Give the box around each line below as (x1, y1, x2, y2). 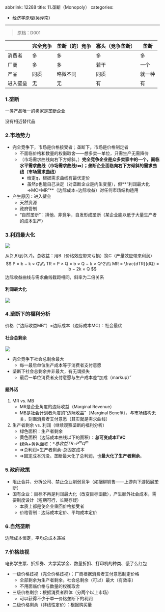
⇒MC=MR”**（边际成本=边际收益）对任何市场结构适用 (27, 187, 138, 193)
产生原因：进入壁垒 (12, 193, 52, 199)
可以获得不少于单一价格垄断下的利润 (19, 596, 93, 602)
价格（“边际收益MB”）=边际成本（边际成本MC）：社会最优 (5, 323, 123, 329)
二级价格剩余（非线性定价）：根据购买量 (12, 602, 92, 608)
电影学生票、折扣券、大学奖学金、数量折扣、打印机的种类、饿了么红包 (5, 560, 147, 567)
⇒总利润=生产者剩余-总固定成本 (19, 447, 85, 453)
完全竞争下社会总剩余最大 (12, 356, 64, 362)
